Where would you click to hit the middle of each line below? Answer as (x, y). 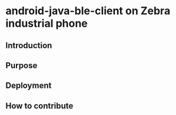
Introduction (29, 45)
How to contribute (40, 106)
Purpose (22, 66)
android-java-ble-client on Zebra (88, 11)
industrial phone (47, 23)
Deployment (29, 86)
